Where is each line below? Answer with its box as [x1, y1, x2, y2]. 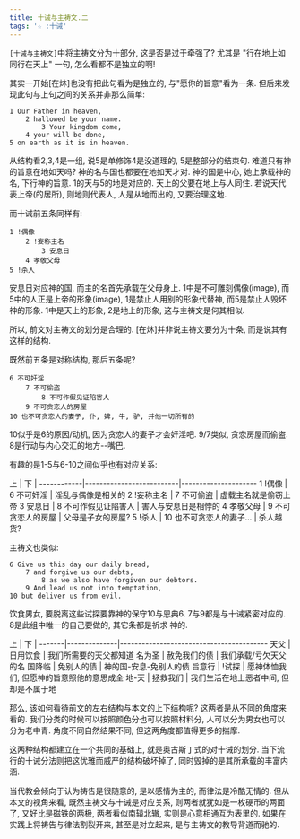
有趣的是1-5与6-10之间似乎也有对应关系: [9, 459, 159, 469]
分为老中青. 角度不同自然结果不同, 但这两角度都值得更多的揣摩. [9, 724, 240, 736]
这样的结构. [9, 335, 52, 345]
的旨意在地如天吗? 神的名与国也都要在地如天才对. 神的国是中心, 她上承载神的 [9, 166, 292, 177]
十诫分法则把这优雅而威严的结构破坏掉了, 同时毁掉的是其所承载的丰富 [24, 755, 280, 765]
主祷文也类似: [9, 542, 60, 553]
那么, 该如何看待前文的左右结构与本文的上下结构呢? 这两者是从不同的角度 [9, 702, 279, 713]
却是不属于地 [9, 683, 56, 694]
